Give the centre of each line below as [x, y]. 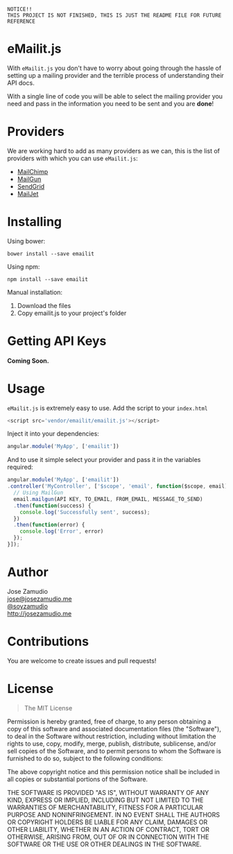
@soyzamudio [28, 606]
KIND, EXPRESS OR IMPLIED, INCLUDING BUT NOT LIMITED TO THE [105, 800]
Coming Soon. [28, 361]
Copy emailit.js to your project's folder [72, 313]
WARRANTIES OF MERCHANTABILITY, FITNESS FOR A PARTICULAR [105, 807]
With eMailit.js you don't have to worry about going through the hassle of [114, 68]
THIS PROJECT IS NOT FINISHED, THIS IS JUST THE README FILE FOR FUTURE [114, 15]
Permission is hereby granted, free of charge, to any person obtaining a [109, 721]
